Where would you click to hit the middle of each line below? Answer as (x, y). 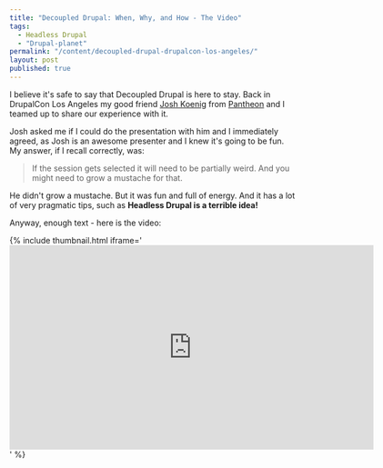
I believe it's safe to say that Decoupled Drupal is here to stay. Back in (140, 94)
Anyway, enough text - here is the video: (86, 223)
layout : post (34, 60)
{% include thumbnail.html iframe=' (76, 240)
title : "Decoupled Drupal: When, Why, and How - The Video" (126, 18)
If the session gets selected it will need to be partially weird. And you (161, 168)
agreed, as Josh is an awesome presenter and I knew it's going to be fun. (147, 141)
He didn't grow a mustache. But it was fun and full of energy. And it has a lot (152, 195)
